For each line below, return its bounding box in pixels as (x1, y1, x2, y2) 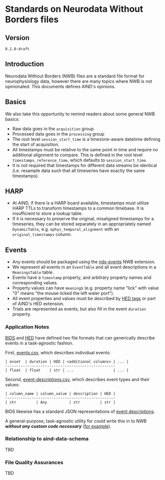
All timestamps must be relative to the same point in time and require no (12, 146, 159, 152)
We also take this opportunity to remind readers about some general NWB (5, 111, 155, 117)
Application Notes (5, 324, 49, 331)
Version (5, 34, 30, 42)
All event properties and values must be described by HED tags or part (12, 296, 156, 302)
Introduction (5, 60, 44, 69)
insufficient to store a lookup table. (12, 210, 83, 216)
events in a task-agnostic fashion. (5, 340, 74, 346)
